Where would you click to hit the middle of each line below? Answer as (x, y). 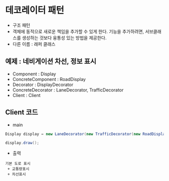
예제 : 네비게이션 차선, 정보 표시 (51, 62)
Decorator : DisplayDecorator (43, 84)
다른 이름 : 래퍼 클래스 (34, 44)
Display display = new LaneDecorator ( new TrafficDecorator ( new (73, 134)
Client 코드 (22, 112)
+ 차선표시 (17, 174)
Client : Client (26, 95)
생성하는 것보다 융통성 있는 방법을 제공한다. (64, 38)
